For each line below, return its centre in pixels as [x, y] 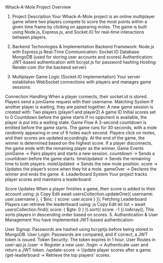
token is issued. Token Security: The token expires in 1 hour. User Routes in [80, 240]
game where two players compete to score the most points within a [80, 22]
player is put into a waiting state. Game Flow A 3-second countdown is [76, 122]
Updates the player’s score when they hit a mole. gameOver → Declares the [81, 169]
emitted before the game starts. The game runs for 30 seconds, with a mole [81, 128]
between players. [29, 37]
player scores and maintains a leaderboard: [49, 179]
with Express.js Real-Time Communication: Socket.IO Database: [76, 52]
